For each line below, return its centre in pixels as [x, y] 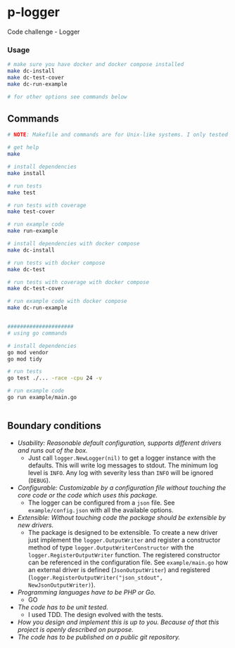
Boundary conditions [55, 426]
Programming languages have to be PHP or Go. [87, 592]
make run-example [33, 231]
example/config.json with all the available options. [101, 510]
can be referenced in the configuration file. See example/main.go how [128, 562]
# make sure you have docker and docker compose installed [96, 65]
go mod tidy [25, 359]
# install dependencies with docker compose [74, 244]
